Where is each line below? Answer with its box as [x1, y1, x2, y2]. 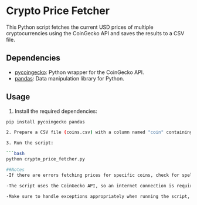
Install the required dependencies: [14, 107, 98, 115]
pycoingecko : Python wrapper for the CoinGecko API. [14, 69, 145, 76]
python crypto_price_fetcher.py [6, 156, 85, 162]
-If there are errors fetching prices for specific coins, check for [6, 172, 180, 178]
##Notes [6, 166, 25, 173]
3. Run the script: [6, 140, 54, 146]
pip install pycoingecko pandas [6, 119, 85, 125]
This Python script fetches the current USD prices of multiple [6, 23, 154, 31]
